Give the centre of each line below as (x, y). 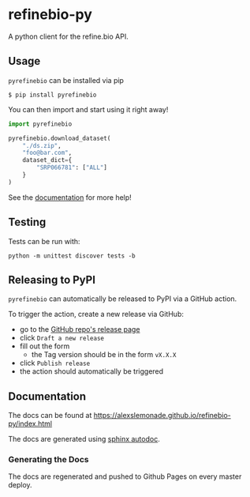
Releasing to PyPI (52, 279)
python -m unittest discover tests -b (72, 256)
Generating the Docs (49, 460)
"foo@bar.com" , (47, 153)
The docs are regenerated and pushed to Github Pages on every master (125, 476)
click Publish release (55, 363)
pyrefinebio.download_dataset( (60, 138)
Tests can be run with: (44, 241)
